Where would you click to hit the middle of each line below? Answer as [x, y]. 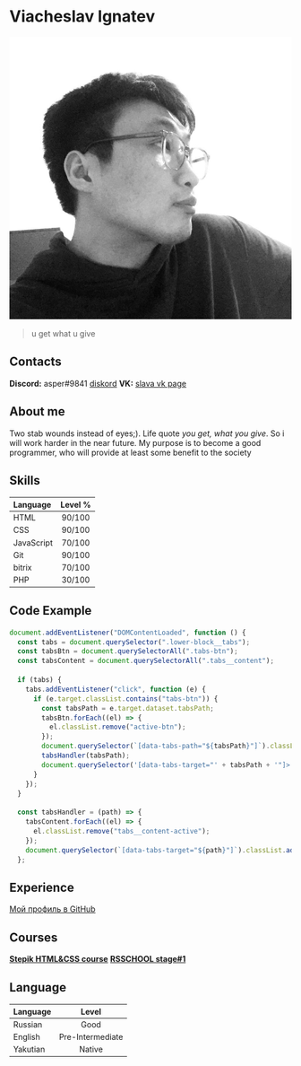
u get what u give [63, 333]
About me [37, 411]
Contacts [36, 362]
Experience [42, 887]
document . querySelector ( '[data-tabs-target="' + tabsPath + [156, 765]
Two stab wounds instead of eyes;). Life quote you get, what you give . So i [147, 433]
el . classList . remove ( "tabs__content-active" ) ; [121, 832]
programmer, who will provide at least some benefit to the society [131, 452]
